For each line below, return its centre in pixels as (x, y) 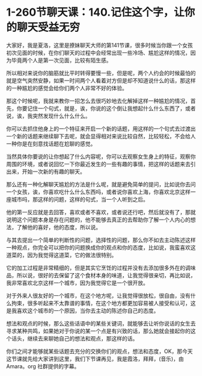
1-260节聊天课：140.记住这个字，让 (95, 12)
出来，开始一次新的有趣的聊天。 (46, 171)
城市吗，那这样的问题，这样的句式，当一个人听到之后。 (80, 199)
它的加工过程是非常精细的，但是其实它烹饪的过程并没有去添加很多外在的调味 (101, 268)
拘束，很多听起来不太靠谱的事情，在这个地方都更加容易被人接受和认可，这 (103, 303)
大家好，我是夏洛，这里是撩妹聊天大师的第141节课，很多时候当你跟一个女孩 (100, 45)
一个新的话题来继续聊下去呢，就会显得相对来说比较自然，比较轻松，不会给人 (101, 136)
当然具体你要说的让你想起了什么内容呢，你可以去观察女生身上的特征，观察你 (101, 156)
